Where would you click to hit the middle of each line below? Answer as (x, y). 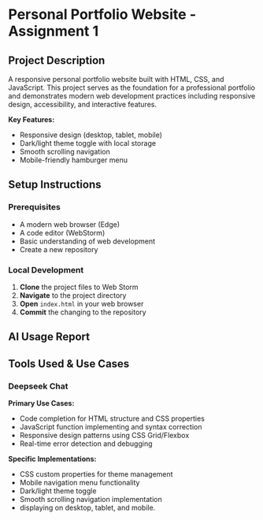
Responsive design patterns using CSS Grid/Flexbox (104, 436)
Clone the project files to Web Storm (79, 287)
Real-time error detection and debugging (86, 444)
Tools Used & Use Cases (69, 364)
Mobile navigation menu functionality (80, 483)
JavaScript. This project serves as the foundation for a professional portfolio (132, 87)
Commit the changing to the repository (83, 312)
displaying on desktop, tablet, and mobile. (87, 508)
